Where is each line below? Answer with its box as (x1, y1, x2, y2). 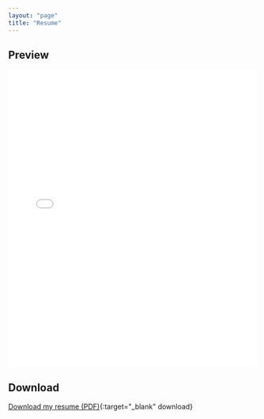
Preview (8, 48, 50, 62)
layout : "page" (8, 11, 58, 20)
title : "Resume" (8, 19, 62, 27)
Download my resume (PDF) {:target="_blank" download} (8, 402, 194, 412)
